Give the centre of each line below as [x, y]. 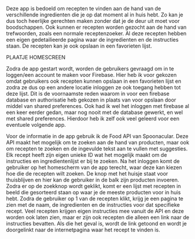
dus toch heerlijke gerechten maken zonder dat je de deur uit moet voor [93, 21]
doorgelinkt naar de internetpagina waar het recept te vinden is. [83, 230]
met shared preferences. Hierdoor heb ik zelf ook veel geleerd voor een [93, 119]
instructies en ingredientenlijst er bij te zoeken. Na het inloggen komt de [93, 161]
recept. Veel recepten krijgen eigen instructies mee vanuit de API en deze [95, 211]
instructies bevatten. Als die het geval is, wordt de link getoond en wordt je [96, 223]
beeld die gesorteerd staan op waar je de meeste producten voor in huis [93, 192]
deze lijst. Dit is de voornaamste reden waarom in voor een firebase [88, 94]
